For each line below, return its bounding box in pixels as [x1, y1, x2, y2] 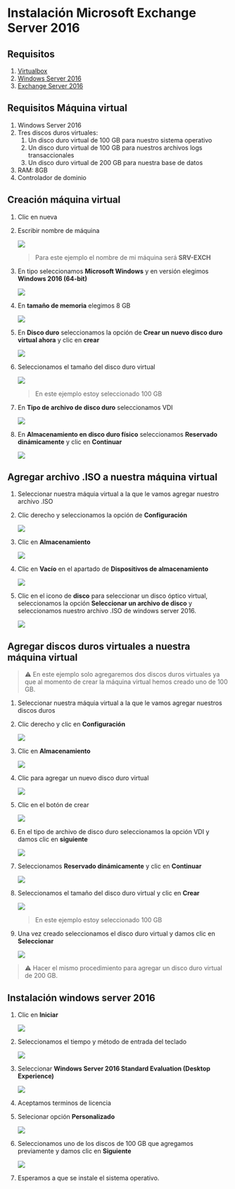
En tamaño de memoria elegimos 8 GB [17, 301, 131, 310]
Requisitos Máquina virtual [7, 102, 128, 114]
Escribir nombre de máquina [17, 226, 100, 234]
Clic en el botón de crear [17, 801, 89, 809]
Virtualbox [17, 67, 48, 75]
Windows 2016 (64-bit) [17, 274, 88, 283]
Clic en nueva [17, 212, 58, 221]
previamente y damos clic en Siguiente [17, 1147, 132, 1155]
